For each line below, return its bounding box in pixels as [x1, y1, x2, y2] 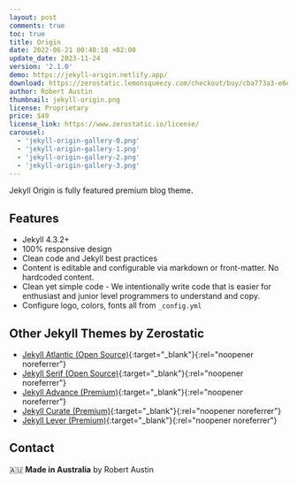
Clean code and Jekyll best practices [21, 253, 157, 264]
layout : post [9, 12, 57, 22]
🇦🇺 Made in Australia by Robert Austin [9, 464, 155, 474]
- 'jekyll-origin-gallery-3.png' [17, 161, 141, 170]
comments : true [9, 21, 65, 30]
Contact [9, 441, 55, 456]
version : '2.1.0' [9, 63, 73, 72]
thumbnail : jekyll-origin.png [9, 95, 121, 104]
